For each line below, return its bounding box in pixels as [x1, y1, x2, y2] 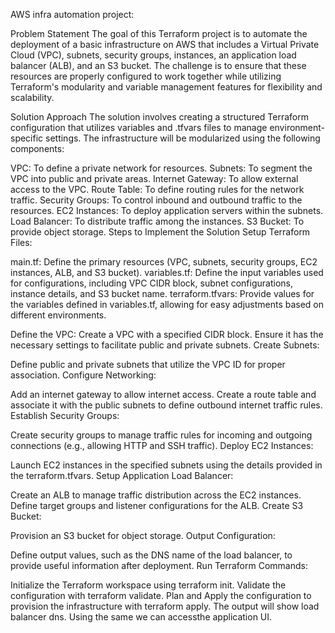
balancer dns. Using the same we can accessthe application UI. [10, 611, 273, 623]
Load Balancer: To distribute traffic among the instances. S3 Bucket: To [10, 215, 305, 227]
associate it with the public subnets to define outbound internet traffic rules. [10, 399, 323, 411]
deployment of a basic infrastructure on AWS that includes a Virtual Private [10, 39, 320, 50]
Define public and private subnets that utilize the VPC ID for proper [10, 359, 286, 370]
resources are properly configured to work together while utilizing [10, 70, 282, 82]
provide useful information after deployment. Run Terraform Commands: [10, 560, 308, 571]
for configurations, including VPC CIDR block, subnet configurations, [10, 277, 293, 289]
